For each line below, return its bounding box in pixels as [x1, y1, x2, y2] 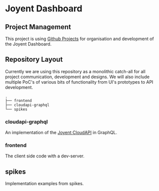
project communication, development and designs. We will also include [5, 74, 150, 80]
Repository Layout [5, 55, 63, 64]
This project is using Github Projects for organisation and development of [5, 36, 154, 42]
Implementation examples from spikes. [5, 181, 84, 187]
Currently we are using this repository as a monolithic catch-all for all [5, 68, 146, 74]
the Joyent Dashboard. [5, 41, 52, 47]
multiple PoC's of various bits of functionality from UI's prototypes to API [5, 79, 154, 85]
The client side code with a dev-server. [5, 153, 85, 159]
